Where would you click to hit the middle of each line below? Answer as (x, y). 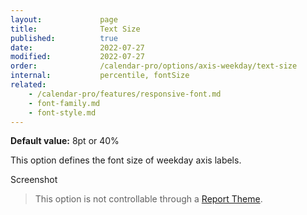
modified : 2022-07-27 (77, 57)
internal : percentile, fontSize (100, 76)
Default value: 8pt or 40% (65, 141)
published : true (64, 38)
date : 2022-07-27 (77, 47)
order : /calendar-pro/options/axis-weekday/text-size (154, 66)
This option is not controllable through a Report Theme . (148, 199)
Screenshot (34, 180)
